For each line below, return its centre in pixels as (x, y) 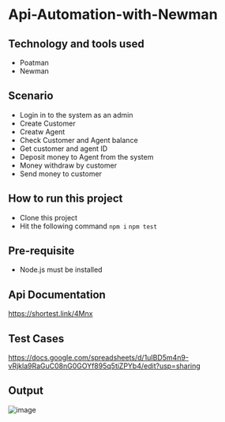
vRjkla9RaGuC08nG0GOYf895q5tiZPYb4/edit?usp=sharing (105, 366)
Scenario (31, 96)
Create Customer (48, 123)
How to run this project (66, 199)
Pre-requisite (41, 251)
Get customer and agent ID (64, 149)
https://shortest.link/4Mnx (51, 314)
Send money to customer (61, 173)
